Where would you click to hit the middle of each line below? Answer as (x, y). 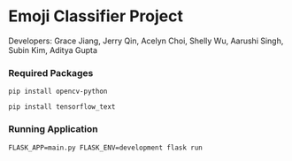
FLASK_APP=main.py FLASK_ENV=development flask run (105, 148)
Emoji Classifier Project (96, 16)
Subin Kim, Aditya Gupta (53, 50)
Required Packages (51, 73)
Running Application (53, 129)
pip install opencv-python (58, 92)
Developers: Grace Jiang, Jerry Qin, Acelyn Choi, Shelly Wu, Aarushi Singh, (146, 41)
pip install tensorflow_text (62, 107)
